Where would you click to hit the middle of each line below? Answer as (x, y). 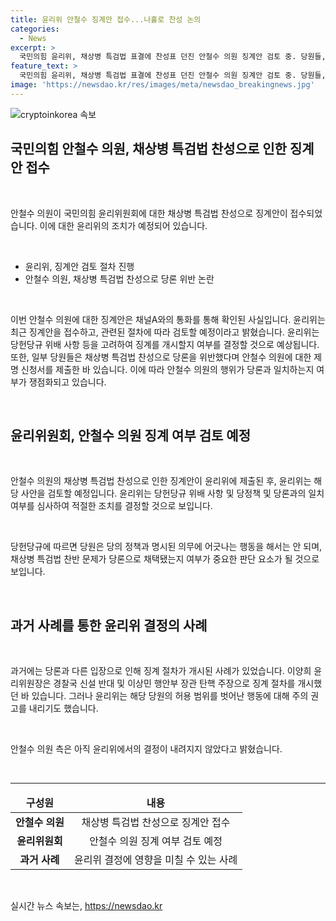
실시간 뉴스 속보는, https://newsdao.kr (86, 906)
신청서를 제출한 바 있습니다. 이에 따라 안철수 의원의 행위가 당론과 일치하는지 (167, 369)
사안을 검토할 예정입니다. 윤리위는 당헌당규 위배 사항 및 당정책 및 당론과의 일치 (172, 493)
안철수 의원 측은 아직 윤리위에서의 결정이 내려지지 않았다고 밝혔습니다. (146, 749)
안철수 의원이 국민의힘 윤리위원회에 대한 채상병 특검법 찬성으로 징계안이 (149, 213)
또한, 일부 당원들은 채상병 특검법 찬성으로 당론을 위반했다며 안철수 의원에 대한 (161, 357)
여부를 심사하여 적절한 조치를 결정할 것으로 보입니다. (111, 506)
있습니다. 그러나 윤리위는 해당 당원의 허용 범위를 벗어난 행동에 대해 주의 (170, 696)
